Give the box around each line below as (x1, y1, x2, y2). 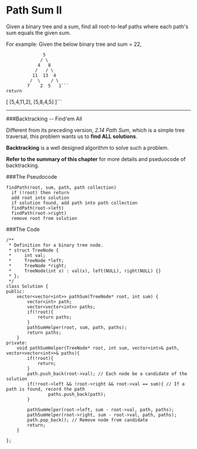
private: (6, 340, 28, 346)
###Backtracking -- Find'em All (6, 115, 82, 122)
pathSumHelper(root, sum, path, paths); (27, 324, 127, 330)
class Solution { (6, 283, 49, 289)
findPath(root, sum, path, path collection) (6, 185, 117, 190)
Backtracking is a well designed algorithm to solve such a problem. (6, 144, 169, 151)
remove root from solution (11, 215, 77, 221)
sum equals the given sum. (6, 29, 72, 36)
